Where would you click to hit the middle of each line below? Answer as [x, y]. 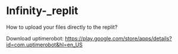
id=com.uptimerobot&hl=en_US [44, 45]
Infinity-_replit [42, 11]
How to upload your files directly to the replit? [62, 27]
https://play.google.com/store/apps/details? [118, 38]
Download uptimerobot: [35, 38]
